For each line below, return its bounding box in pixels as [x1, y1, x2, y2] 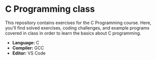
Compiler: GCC [12, 45, 44, 51]
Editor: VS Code [12, 50, 46, 56]
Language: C [12, 39, 39, 45]
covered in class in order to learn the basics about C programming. [5, 30, 142, 36]
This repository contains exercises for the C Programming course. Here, [5, 20, 152, 26]
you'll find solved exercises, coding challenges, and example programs [5, 25, 150, 30]
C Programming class [5, 3, 95, 15]
